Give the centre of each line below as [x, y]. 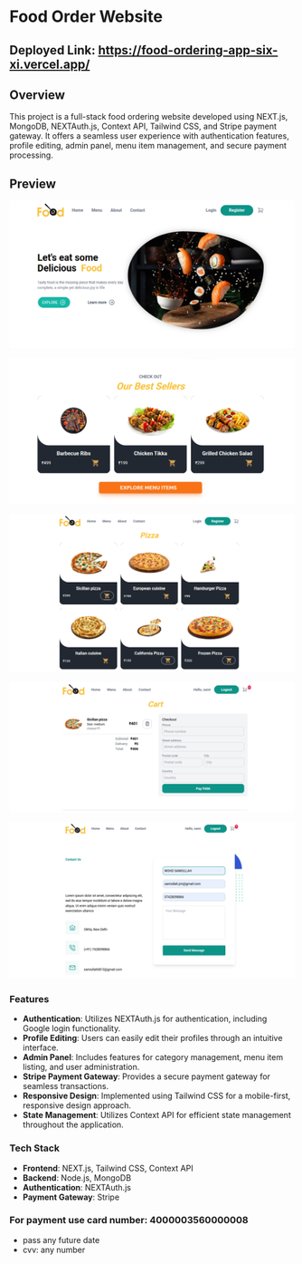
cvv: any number [54, 1250]
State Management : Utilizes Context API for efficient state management [156, 1115]
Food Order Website [86, 17]
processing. [32, 155]
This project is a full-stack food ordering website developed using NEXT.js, [149, 117]
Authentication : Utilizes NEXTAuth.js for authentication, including [145, 1019]
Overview [38, 95]
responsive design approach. [77, 1105]
